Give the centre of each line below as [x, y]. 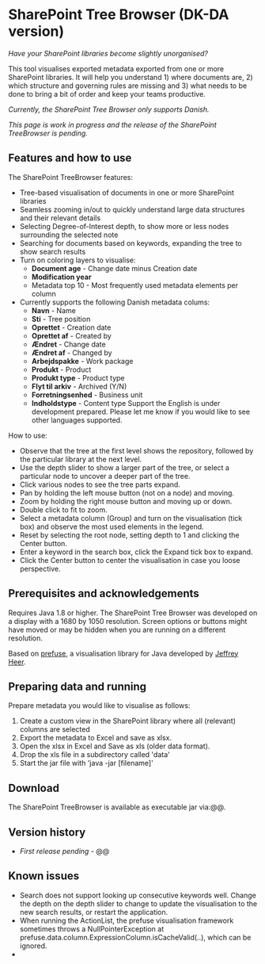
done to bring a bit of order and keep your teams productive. [107, 94]
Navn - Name [54, 310]
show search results [53, 251]
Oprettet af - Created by [72, 335]
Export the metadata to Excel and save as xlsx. [96, 738]
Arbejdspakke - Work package [82, 361]
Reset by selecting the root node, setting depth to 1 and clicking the [129, 535]
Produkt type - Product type [78, 377]
